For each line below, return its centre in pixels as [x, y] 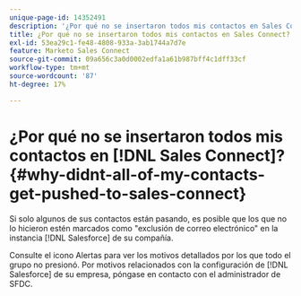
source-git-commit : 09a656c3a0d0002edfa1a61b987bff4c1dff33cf [128, 59]
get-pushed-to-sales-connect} [128, 193]
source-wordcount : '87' [54, 76]
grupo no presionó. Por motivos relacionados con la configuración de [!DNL [149, 265]
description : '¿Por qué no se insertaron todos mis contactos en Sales [146, 26]
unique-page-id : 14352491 [57, 17]
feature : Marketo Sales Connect [69, 51]
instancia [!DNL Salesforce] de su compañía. [91, 238]
